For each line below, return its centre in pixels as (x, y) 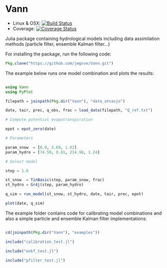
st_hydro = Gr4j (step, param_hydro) (44, 185)
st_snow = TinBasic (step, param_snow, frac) (55, 180)
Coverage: (24, 28)
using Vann (17, 87)
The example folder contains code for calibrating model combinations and (83, 213)
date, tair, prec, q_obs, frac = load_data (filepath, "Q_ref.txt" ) (79, 110)
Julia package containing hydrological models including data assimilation (83, 39)
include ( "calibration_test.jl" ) (40, 242)
